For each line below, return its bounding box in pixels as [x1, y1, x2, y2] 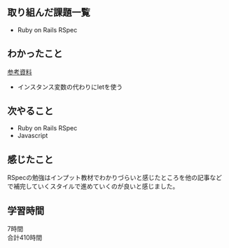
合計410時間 [7, 233, 43, 242]
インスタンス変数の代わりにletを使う [17, 83, 123, 91]
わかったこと [7, 48, 63, 60]
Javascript [17, 132, 48, 140]
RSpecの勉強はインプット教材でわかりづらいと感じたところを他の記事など [7, 174, 223, 182]
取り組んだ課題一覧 [7, 6, 90, 19]
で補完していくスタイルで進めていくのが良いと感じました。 [7, 182, 179, 191]
